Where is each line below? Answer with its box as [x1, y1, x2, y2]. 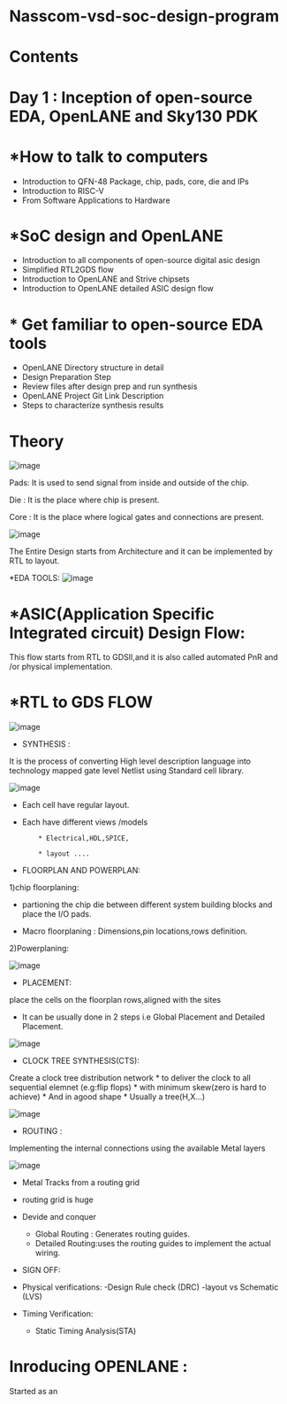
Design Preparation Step [21, 372, 112, 383]
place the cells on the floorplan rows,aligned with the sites [9, 995, 222, 1005]
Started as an [9, 1386, 58, 1397]
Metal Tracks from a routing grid [21, 1177, 140, 1188]
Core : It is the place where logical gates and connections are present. [9, 512, 265, 523]
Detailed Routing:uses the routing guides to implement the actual [34, 1238, 271, 1249]
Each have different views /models [21, 817, 148, 827]
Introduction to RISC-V [21, 185, 104, 196]
